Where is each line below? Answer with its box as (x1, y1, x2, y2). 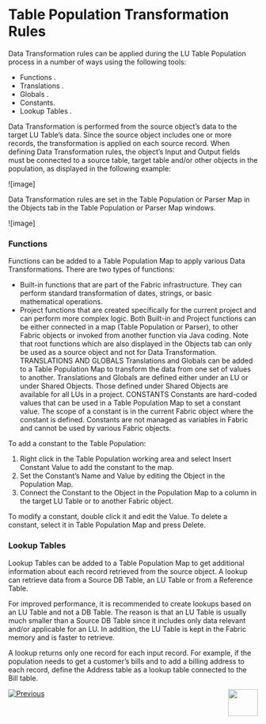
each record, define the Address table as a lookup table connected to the (8, 664, 247, 674)
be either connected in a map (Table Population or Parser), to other (19, 322, 239, 332)
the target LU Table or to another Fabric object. (19, 496, 174, 506)
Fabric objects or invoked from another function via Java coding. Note (19, 331, 249, 341)
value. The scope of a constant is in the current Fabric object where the (19, 406, 254, 416)
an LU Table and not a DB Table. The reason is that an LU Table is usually (8, 607, 247, 617)
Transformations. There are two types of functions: (8, 264, 175, 275)
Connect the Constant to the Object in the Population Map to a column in (19, 488, 257, 498)
